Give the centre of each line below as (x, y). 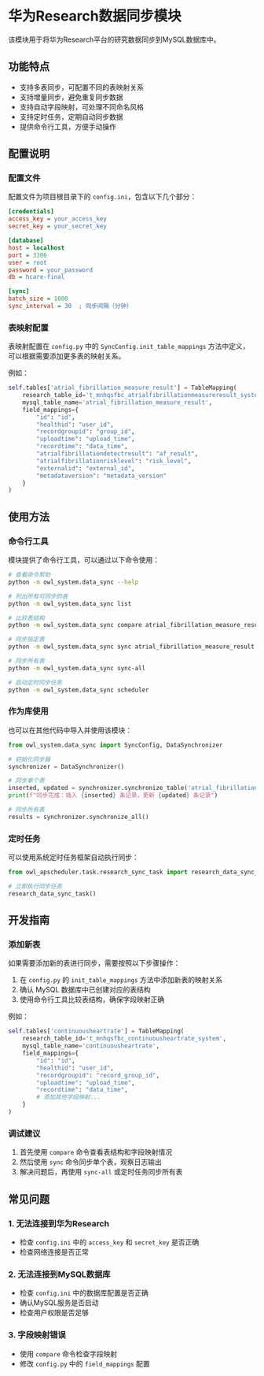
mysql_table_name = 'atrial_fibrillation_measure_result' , (117, 402)
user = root (27, 262)
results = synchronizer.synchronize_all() (79, 817)
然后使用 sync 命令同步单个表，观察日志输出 (91, 1162)
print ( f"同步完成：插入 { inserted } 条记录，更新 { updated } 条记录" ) (113, 796)
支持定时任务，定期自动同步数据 (71, 117)
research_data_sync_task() (52, 894)
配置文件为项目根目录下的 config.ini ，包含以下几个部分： (103, 197)
